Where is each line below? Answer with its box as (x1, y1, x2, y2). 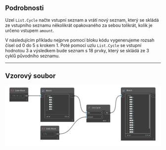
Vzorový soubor (5, 72, 56, 80)
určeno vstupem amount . (5, 27, 54, 34)
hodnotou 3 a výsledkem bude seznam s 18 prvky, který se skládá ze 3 (5, 47, 149, 53)
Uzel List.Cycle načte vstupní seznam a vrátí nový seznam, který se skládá (5, 17, 159, 23)
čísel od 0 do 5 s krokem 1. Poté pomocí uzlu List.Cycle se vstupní (5, 42, 142, 48)
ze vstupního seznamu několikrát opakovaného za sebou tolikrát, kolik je (5, 22, 153, 28)
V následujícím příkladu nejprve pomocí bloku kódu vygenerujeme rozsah (5, 37, 155, 43)
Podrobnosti (5, 4, 44, 12)
